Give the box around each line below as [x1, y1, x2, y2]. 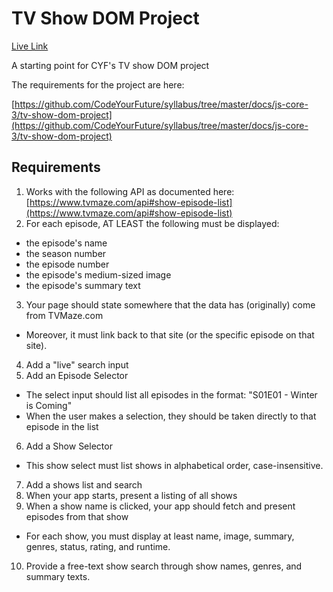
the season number [25, 247, 107, 259]
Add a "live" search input [25, 358, 129, 371]
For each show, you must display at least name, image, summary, [25, 530, 295, 542]
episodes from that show [25, 510, 129, 522]
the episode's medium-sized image [25, 268, 172, 281]
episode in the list [25, 420, 99, 432]
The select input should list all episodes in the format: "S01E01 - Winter [25, 388, 318, 401]
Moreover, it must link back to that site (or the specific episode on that [25, 328, 315, 341]
